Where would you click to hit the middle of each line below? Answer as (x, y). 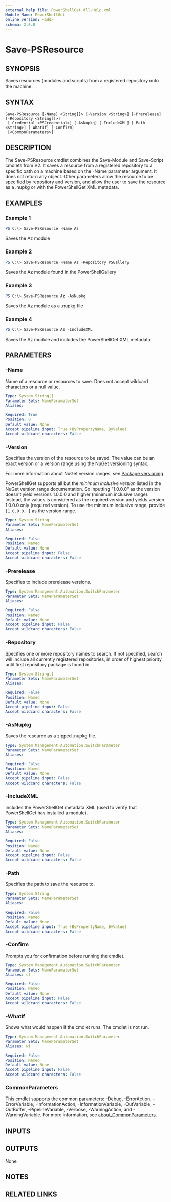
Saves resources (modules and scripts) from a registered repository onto (82, 81)
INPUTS (18, 1131)
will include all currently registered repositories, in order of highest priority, (84, 659)
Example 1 (18, 218)
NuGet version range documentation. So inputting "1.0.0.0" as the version (83, 489)
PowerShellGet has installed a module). (47, 813)
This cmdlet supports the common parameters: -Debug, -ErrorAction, (79, 1099)
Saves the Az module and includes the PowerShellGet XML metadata (78, 339)
